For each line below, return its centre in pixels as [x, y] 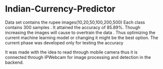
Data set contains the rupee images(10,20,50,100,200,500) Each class [75, 22]
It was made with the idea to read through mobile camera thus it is [71, 52]
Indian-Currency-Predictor [60, 9]
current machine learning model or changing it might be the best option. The [82, 38]
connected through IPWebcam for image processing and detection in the [78, 57]
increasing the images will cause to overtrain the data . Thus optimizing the [80, 32]
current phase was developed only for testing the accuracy [64, 42]
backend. [14, 62]
